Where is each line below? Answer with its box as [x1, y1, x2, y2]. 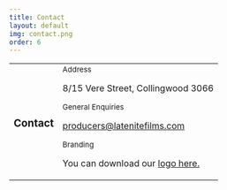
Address [62, 65, 92, 75]
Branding [62, 140, 95, 150]
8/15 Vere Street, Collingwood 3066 [62, 82, 215, 95]
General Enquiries [62, 103, 125, 112]
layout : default [9, 21, 69, 30]
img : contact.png [9, 29, 73, 38]
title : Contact [9, 12, 65, 22]
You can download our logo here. [62, 157, 201, 170]
